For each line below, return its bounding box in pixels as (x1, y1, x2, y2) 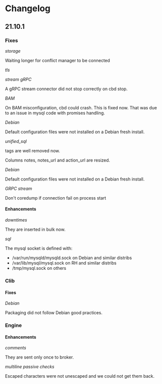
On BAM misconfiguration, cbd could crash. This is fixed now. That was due (5, 104, 157, 110)
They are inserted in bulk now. (5, 226, 66, 232)
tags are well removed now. (5, 147, 60, 154)
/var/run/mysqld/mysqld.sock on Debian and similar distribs (12, 255, 132, 261)
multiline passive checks (5, 364, 54, 370)
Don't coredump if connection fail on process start (5, 195, 106, 201)
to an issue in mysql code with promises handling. (5, 110, 106, 116)
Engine (5, 322, 22, 329)
